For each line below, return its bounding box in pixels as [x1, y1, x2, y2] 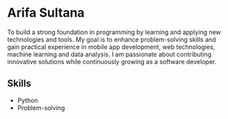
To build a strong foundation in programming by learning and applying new [7, 28, 221, 36]
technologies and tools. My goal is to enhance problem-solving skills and [7, 35, 217, 43]
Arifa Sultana [7, 5, 85, 21]
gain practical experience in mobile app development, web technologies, [7, 42, 215, 51]
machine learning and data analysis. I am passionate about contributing [7, 50, 212, 58]
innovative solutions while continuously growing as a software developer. [7, 57, 217, 65]
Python [17, 96, 38, 104]
